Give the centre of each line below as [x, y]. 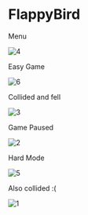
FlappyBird [44, 15]
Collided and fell [35, 97]
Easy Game [27, 66]
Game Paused [31, 127]
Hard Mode [26, 158]
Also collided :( [32, 188]
